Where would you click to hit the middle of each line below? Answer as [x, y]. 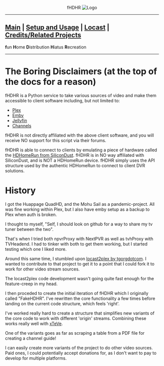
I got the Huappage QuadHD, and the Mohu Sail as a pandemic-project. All [80, 204]
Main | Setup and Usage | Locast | [57, 28]
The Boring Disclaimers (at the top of [81, 72]
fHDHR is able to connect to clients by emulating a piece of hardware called [81, 150]
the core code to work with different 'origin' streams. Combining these [76, 318]
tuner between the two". [29, 229]
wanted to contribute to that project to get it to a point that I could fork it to [80, 264]
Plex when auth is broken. [31, 214]
